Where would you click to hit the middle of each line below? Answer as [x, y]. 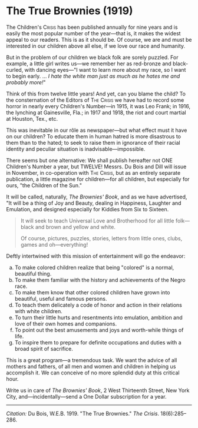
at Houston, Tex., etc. [32, 118]
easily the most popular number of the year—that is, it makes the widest [93, 33]
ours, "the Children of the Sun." [44, 185]
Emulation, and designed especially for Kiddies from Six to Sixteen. [88, 209]
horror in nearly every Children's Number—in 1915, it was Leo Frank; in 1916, [98, 106]
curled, [15, 69]
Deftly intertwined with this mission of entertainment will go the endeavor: [96, 256]
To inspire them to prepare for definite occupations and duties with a [98, 342]
